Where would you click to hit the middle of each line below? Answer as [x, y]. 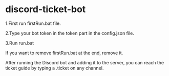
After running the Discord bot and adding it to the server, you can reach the [85, 62]
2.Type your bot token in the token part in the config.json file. [70, 33]
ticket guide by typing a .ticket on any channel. [55, 68]
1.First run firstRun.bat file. [33, 23]
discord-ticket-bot [46, 9]
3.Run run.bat [20, 43]
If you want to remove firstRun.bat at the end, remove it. [64, 53]
